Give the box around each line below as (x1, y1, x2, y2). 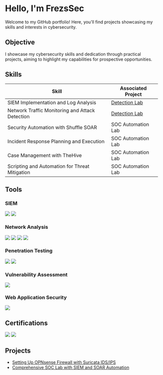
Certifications (5, 319, 48, 327)
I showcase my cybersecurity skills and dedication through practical (5, 51, 141, 57)
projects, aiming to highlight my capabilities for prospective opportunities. (5, 56, 152, 62)
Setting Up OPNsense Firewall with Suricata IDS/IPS (12, 359, 116, 365)
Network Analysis (5, 224, 49, 231)
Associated (120, 85, 147, 91)
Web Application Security (5, 294, 67, 301)
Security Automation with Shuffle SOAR (7, 124, 97, 131)
